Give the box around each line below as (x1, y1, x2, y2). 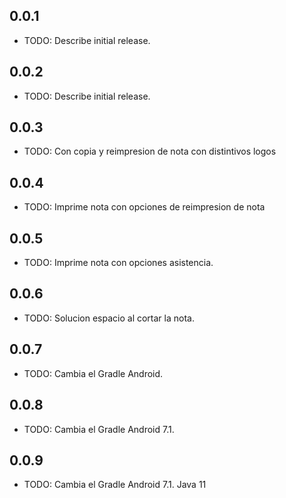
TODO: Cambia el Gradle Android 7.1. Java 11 (23, 479, 207, 491)
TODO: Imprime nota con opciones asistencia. (23, 257, 214, 269)
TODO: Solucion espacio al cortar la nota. (23, 312, 195, 324)
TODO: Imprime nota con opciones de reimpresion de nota (23, 201, 266, 213)
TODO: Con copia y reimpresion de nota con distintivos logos (23, 145, 277, 158)
